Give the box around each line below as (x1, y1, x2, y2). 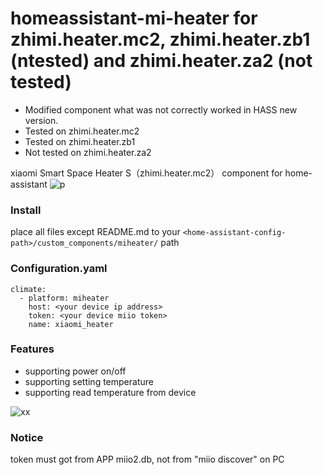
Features (10, 342, 55, 356)
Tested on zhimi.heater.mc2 (24, 125, 140, 137)
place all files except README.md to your (10, 226, 181, 238)
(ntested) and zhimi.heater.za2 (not (10, 50, 313, 72)
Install (10, 203, 42, 217)
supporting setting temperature (24, 375, 154, 387)
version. (24, 114, 59, 126)
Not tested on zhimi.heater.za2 (24, 146, 152, 158)
